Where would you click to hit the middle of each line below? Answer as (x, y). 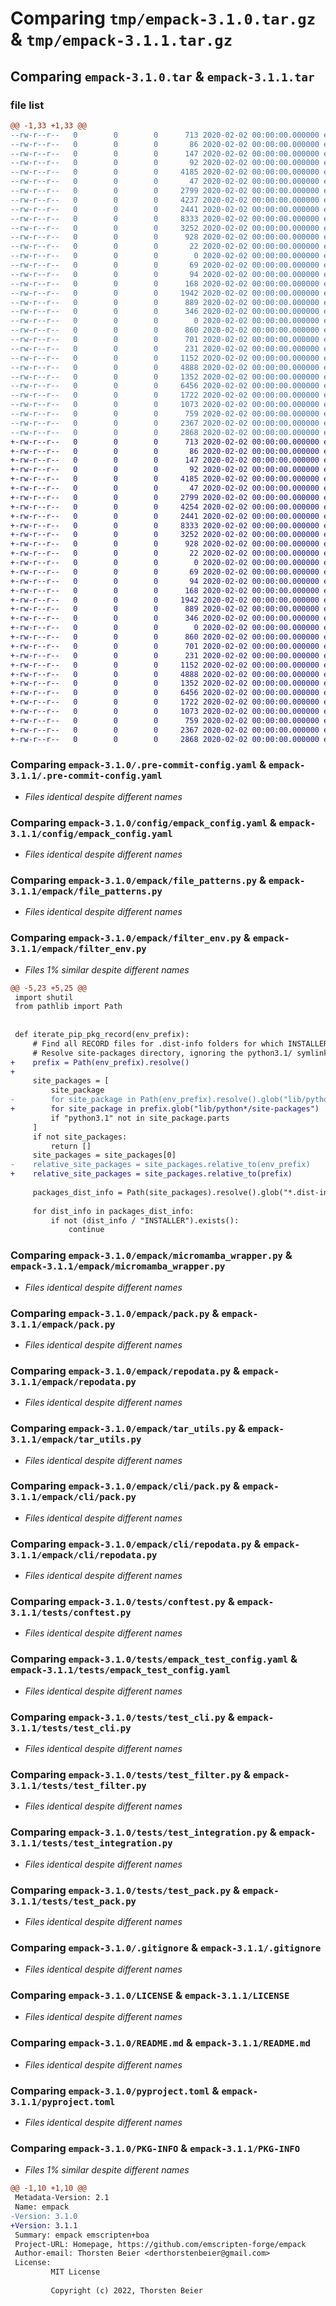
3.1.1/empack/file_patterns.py (86, 891)
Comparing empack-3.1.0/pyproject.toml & (115, 2090)
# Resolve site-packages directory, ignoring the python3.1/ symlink (180, 1053)
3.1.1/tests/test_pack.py (73, 1901)
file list (27, 105)
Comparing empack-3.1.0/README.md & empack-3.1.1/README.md (160, 2043)
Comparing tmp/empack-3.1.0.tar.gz (163, 18)
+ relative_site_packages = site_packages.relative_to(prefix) (151, 1174)
